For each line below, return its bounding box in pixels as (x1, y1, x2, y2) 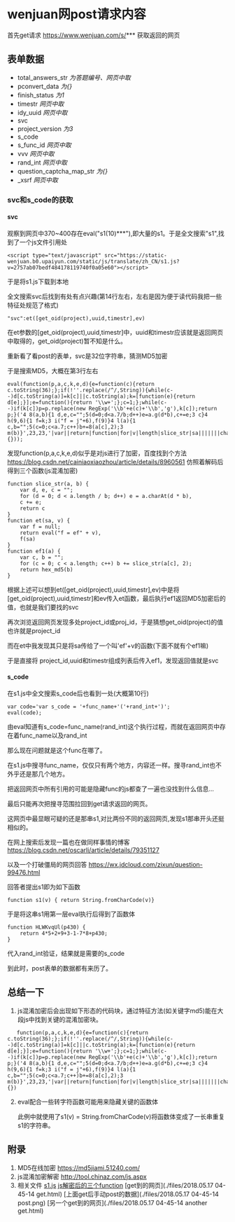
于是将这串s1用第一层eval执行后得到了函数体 (7, 910, 136, 918)
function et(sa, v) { (7, 517, 71, 524)
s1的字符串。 (17, 1121, 55, 1130)
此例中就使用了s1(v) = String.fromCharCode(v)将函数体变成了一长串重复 (17, 1112, 225, 1120)
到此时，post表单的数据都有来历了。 (7, 964, 112, 973)
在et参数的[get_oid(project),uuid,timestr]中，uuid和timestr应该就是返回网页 (7, 328, 224, 336)
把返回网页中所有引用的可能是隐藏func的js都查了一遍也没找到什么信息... (7, 785, 215, 793)
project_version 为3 (17, 124, 73, 133)
